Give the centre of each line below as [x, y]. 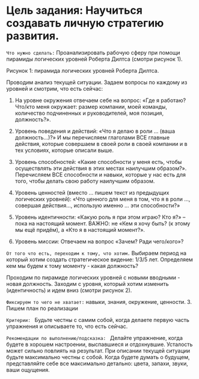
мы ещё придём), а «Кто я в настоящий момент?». [80, 229]
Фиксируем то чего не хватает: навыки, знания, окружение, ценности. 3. [99, 302]
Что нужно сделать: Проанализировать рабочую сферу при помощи [93, 52]
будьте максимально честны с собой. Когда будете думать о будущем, [98, 357]
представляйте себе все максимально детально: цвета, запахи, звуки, [97, 363]
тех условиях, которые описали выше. [64, 150]
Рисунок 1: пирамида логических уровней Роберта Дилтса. [83, 70]
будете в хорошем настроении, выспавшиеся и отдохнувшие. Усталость [99, 344]
